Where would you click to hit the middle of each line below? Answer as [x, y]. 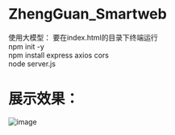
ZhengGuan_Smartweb [87, 14]
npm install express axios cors [58, 55]
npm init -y [26, 46]
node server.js [32, 63]
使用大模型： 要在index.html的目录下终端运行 [83, 37]
